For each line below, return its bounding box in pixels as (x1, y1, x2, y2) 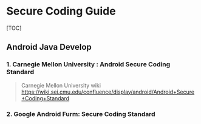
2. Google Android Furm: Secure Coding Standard (6, 109, 156, 118)
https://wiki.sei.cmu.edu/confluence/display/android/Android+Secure (21, 88, 195, 95)
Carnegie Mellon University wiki (21, 81, 101, 89)
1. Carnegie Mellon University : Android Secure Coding (6, 60, 171, 69)
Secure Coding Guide (6, 4, 117, 18)
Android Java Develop (6, 42, 92, 52)
